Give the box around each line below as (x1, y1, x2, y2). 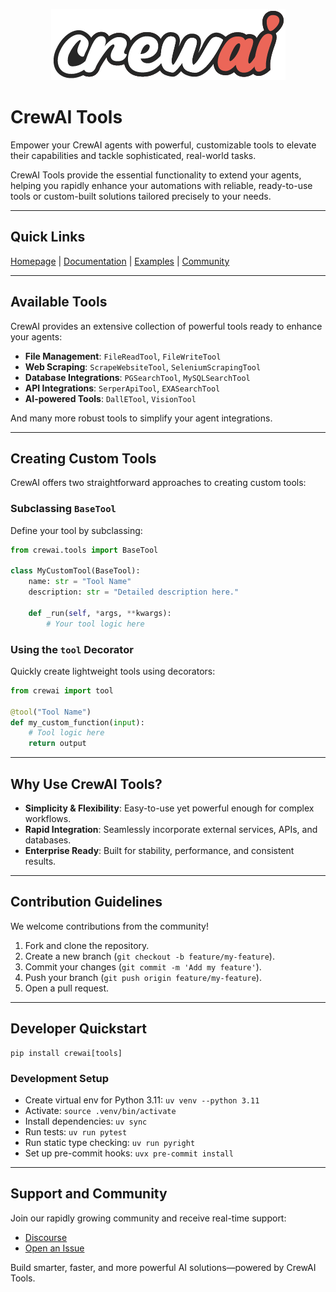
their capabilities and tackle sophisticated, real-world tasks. (10, 149, 257, 161)
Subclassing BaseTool (10, 502, 117, 516)
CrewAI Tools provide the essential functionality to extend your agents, (10, 169, 302, 181)
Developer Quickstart (10, 1020, 147, 1038)
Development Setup (10, 1071, 109, 1085)
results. (24, 855, 57, 868)
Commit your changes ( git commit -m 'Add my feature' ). (24, 960, 262, 973)
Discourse (24, 1231, 68, 1243)
